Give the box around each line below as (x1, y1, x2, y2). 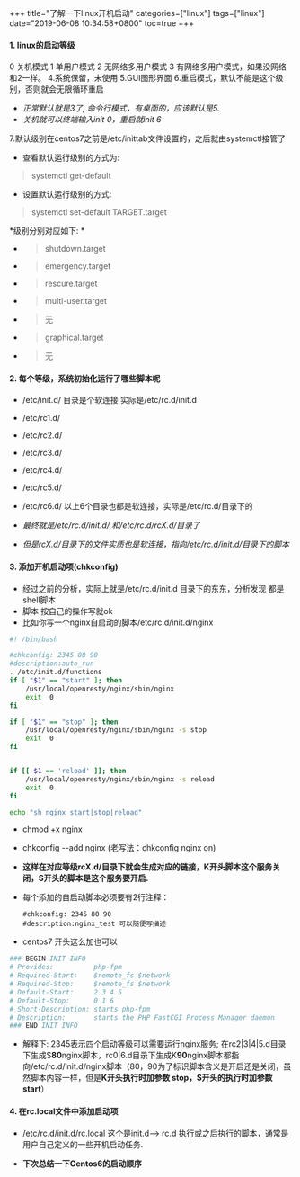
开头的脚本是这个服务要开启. (43, 873, 149, 884)
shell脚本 (22, 594, 57, 605)
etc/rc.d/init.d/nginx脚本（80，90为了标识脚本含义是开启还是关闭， (32, 1061, 284, 1072)
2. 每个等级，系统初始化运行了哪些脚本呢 (9, 372, 161, 384)
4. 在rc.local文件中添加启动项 (9, 1105, 119, 1117)
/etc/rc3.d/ (22, 448, 63, 459)
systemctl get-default (31, 170, 111, 182)
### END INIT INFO (9, 1021, 78, 1030)
